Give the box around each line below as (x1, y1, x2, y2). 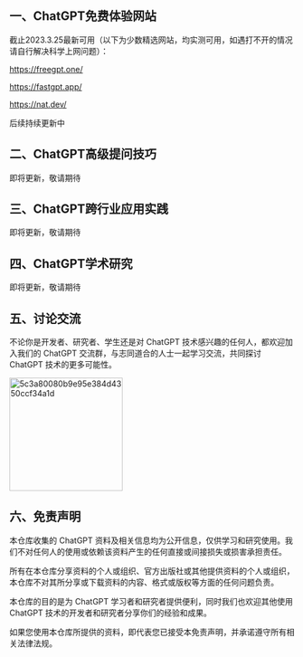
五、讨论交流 (9, 310, 81, 326)
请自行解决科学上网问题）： (9, 45, 109, 56)
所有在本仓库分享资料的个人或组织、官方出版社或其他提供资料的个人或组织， (9, 565, 295, 576)
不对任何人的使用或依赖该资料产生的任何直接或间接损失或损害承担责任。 (16, 546, 287, 557)
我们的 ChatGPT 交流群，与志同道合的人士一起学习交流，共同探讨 (16, 348, 262, 359)
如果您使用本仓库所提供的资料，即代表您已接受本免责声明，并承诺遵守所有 (9, 626, 287, 637)
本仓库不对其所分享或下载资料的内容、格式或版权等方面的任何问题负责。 (9, 576, 279, 587)
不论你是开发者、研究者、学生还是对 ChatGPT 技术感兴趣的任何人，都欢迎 (9, 337, 286, 348)
